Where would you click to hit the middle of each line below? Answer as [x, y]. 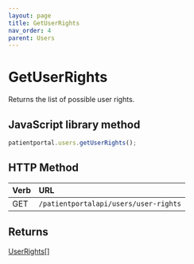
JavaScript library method [74, 124]
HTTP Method [44, 168]
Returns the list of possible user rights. [72, 100]
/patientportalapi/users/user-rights [110, 203]
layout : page [30, 16]
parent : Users [32, 38]
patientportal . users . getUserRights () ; [72, 143]
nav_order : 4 [30, 30]
